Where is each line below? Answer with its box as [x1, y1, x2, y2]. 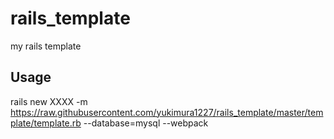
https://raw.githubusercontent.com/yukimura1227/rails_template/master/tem [10, 106, 324, 118]
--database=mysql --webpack [83, 117, 209, 129]
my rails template [10, 40, 82, 52]
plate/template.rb [10, 117, 82, 129]
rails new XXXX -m [10, 95, 88, 107]
